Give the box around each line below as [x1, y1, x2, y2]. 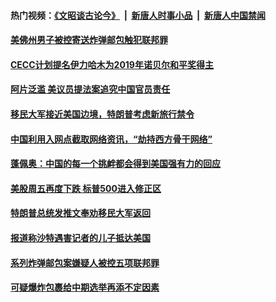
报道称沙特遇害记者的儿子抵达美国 [10, 231, 151, 244]
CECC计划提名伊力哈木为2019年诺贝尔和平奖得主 [10, 58, 214, 70]
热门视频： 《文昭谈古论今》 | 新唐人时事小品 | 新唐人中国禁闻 [10, 9, 266, 21]
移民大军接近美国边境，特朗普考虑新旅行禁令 [10, 108, 195, 120]
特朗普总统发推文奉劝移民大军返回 [10, 207, 151, 219]
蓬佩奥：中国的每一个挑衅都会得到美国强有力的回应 [10, 158, 221, 170]
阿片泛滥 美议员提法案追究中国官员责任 [10, 83, 171, 95]
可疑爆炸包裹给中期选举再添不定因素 [10, 281, 160, 294]
